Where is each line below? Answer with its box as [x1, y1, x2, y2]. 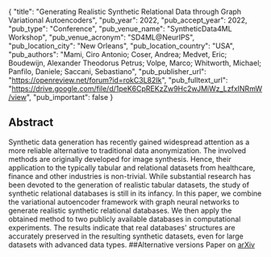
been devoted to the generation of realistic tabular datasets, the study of [8, 180, 250, 189]
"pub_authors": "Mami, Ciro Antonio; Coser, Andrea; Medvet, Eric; [8, 50, 227, 59]
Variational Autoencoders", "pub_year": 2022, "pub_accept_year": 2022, [8, 15, 248, 25]
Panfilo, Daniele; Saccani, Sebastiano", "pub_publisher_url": [8, 67, 207, 76]
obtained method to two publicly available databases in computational [8, 213, 241, 224]
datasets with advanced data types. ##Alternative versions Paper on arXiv [8, 239, 256, 249]
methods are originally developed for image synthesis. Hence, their [8, 154, 231, 164]
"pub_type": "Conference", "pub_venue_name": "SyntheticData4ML [8, 24, 232, 33]
